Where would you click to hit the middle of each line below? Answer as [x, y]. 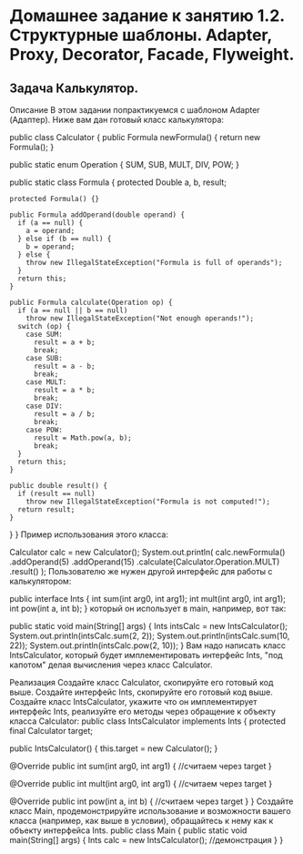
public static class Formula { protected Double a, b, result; [118, 182]
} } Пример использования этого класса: [89, 534]
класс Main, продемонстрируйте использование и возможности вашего [150, 811]
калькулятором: [40, 581]
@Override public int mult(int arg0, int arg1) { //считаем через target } [141, 783]
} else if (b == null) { [65, 239]
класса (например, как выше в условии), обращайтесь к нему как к [141, 821]
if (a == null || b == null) [73, 310]
